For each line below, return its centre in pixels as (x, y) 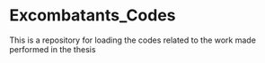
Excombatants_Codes (93, 16)
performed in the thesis (53, 49)
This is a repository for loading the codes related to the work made (132, 40)
